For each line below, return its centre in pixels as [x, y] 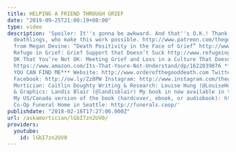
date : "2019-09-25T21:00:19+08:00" [59, 20]
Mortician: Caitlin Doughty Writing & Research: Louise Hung [105, 85]
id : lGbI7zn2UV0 [44, 137]
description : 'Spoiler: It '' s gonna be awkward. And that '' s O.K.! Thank [118, 33]
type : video [25, 27]
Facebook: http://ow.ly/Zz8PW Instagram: [75, 79]
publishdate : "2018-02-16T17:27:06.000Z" [69, 111]
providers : [23, 124]
